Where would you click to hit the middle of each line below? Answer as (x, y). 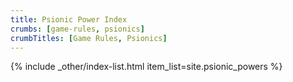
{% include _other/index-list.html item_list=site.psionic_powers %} (146, 67)
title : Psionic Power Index (69, 19)
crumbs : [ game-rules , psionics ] (77, 29)
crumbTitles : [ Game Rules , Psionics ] (89, 38)
